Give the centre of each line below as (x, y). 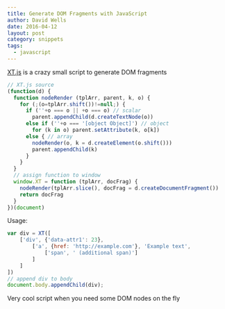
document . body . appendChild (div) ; (56, 285)
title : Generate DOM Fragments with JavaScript (77, 14)
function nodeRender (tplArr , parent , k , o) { (82, 98)
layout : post (26, 33)
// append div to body (40, 278)
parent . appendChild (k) (65, 149)
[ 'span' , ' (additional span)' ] (91, 253)
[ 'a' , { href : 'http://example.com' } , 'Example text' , (111, 247)
